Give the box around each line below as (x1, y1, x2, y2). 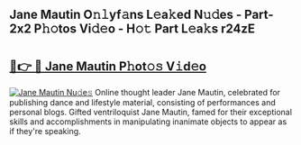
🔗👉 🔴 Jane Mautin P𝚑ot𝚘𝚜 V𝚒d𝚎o (9, 59, 207, 74)
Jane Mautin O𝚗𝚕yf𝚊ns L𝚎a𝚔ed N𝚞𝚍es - (9, 7, 242, 23)
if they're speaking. (9, 126, 81, 136)
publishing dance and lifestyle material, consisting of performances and (9, 97, 277, 107)
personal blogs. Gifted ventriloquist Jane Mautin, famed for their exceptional (9, 107, 293, 117)
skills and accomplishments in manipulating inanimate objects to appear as (9, 116, 287, 127)
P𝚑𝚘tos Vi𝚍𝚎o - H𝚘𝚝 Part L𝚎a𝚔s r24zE (33, 22, 255, 37)
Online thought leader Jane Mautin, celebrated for (94, 87, 281, 97)
